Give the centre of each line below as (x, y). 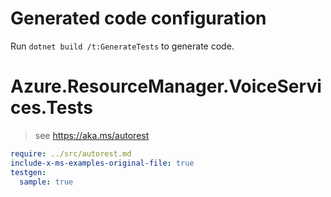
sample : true (46, 182)
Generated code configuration (138, 18)
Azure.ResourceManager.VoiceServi (166, 86)
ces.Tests (51, 108)
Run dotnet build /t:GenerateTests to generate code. (122, 46)
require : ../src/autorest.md (71, 153)
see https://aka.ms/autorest (92, 135)
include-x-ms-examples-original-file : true (102, 163)
